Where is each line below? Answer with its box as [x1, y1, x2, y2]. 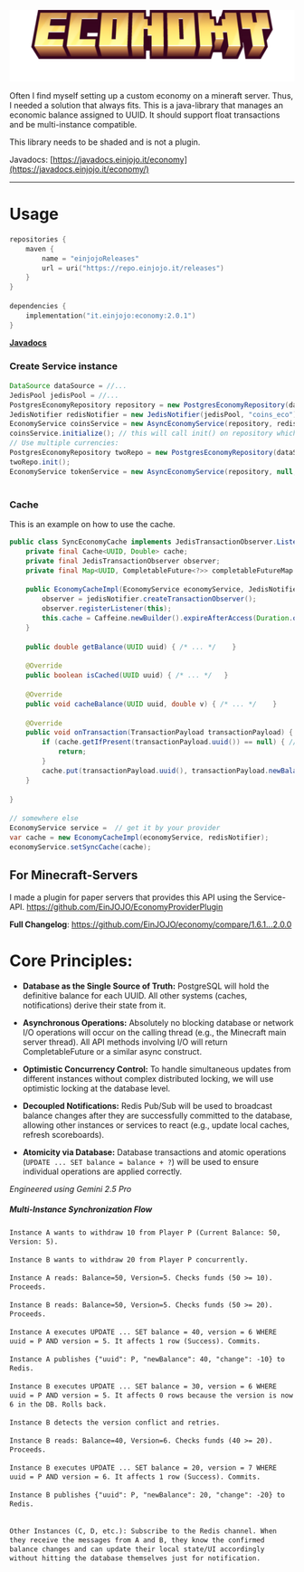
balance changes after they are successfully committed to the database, [22, 1110, 292, 1121]
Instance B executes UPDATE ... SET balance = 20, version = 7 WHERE [9, 1463, 278, 1473]
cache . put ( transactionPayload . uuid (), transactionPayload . [42, 766, 270, 775]
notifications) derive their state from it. [22, 999, 166, 1010]
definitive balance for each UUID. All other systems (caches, [22, 990, 248, 1000]
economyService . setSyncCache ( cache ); [9, 842, 152, 851]
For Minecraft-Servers [9, 867, 138, 883]
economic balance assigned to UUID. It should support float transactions [9, 109, 280, 120]
